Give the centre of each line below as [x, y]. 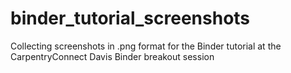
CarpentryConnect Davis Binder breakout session [112, 56]
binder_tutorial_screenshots [130, 18]
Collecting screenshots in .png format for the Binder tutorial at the [146, 46]
